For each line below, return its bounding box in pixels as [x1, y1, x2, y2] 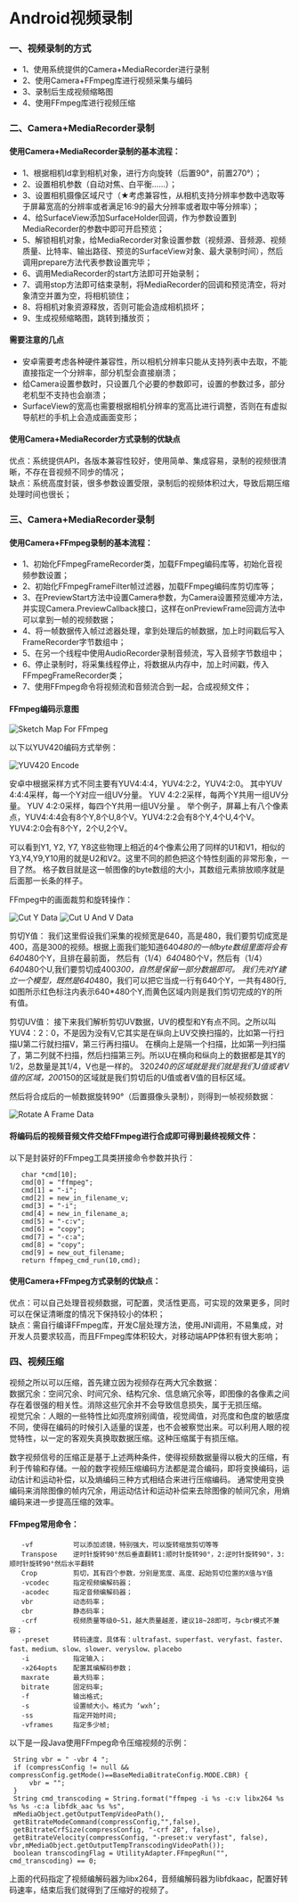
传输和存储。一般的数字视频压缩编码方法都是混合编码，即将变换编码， [24, 1463, 282, 1474]
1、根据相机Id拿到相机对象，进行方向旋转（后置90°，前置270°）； [21, 167, 263, 178]
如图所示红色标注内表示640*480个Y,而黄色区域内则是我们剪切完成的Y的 [9, 987, 275, 997]
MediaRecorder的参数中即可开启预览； [21, 223, 165, 234]
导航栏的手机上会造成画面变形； [21, 411, 140, 422]
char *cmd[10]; [20, 1170, 77, 1179]
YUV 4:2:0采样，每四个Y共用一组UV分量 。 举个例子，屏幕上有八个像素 [26, 800, 289, 812]
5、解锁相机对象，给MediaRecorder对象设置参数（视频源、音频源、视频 [21, 234, 287, 245]
